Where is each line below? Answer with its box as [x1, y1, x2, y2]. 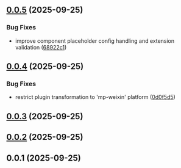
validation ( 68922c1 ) [15, 43, 67, 51]
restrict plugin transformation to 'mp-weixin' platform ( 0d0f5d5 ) [15, 93, 176, 101]
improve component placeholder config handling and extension [15, 37, 175, 45]
